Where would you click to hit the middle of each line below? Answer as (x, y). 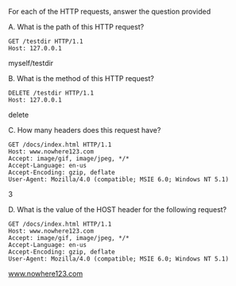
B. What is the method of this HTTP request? (81, 78)
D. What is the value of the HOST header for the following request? (118, 209)
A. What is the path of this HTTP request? (76, 27)
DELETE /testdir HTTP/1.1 (51, 93)
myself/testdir (31, 63)
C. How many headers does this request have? (85, 130)
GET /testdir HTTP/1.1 (46, 41)
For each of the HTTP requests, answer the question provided (110, 12)
